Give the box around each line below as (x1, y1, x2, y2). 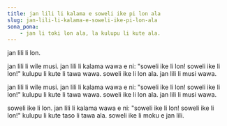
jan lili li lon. (7, 49, 41, 57)
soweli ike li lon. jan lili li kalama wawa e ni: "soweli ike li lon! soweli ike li (7, 104, 214, 112)
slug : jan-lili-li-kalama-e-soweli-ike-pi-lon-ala (7, 17, 158, 24)
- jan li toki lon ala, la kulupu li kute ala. (20, 29, 161, 37)
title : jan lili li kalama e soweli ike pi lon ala (7, 10, 161, 17)
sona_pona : (7, 23, 39, 30)
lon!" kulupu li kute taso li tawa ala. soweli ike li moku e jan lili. (7, 111, 184, 120)
